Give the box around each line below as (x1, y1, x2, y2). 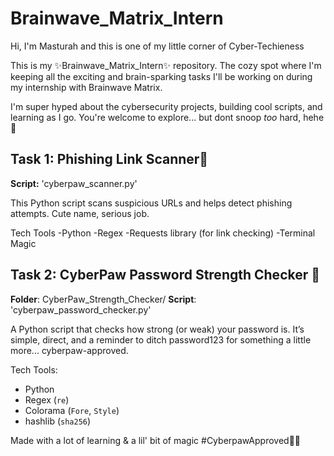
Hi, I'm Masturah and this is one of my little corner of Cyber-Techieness (10, 40, 305, 52)
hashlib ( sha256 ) (24, 415, 92, 427)
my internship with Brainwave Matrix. (10, 81, 163, 93)
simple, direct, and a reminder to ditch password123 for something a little (10, 333, 312, 346)
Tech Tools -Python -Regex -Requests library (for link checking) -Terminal (10, 227, 316, 239)
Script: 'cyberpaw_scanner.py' (10, 177, 138, 189)
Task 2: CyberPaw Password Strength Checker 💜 (10, 267, 321, 284)
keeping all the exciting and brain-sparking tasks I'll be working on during (10, 70, 313, 82)
